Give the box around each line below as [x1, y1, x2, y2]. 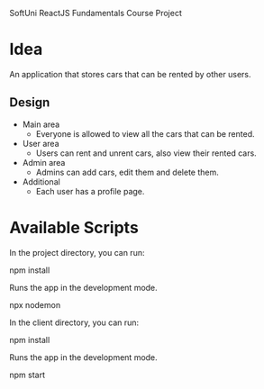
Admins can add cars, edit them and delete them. [35, 167, 219, 177]
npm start [9, 369, 46, 380]
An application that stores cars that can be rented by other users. [9, 68, 251, 79]
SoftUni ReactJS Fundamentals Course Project [9, 8, 182, 18]
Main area [22, 119, 60, 130]
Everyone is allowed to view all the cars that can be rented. [35, 128, 255, 139]
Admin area [22, 157, 66, 167]
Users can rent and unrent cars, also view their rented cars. [35, 148, 257, 158]
